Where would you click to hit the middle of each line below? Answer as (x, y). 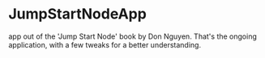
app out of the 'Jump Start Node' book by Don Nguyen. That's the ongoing (132, 36)
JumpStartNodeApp (78, 14)
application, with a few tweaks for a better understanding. (105, 44)
